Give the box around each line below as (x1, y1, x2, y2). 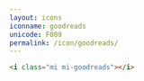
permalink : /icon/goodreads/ (9, 38, 119, 48)
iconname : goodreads (9, 22, 87, 31)
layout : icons (9, 13, 63, 22)
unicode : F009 (9, 30, 63, 39)
